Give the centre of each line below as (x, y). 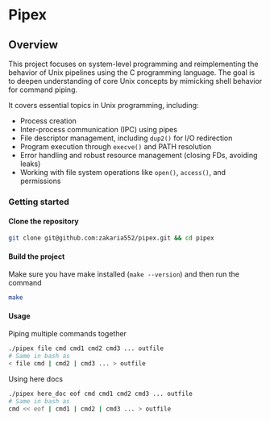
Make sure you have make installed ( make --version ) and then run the (124, 274)
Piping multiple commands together (68, 334)
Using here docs (35, 379)
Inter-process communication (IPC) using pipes (98, 129)
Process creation (48, 121)
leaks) (30, 164)
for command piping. (43, 90)
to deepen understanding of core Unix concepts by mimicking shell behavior (135, 81)
